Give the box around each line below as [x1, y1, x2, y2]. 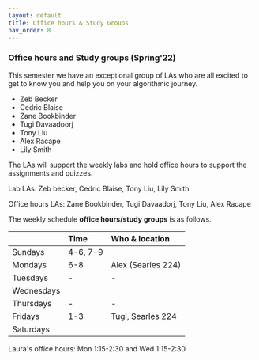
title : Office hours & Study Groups [8, 19, 129, 27]
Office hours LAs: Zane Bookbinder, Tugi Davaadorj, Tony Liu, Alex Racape [8, 199, 251, 208]
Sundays [12, 246, 45, 257]
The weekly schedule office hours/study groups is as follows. [8, 214, 212, 224]
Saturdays [12, 324, 50, 335]
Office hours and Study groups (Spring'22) [8, 52, 176, 63]
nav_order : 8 [8, 26, 51, 34]
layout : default [8, 11, 62, 20]
